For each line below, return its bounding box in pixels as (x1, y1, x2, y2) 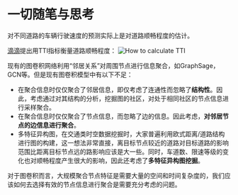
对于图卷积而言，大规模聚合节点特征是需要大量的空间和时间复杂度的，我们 (7, 171, 225, 179)
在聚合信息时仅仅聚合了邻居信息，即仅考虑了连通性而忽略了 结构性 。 (17, 85, 217, 94)
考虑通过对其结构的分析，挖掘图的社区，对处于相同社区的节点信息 (30, 94, 223, 103)
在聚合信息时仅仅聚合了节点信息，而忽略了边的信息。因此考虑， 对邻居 (17, 111, 223, 121)
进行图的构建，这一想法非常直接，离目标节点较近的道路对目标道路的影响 (17, 138, 229, 147)
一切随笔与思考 (7, 6, 95, 23)
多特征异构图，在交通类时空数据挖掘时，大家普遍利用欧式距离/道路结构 (17, 129, 225, 138)
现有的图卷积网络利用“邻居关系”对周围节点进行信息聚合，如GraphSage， (7, 61, 220, 69)
